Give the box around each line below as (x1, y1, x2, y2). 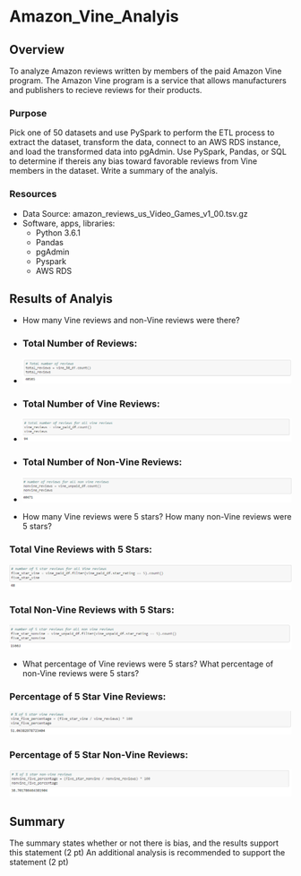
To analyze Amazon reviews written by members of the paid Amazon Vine (9, 65, 282, 76)
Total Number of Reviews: (21, 338, 138, 350)
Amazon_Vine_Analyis (9, 6, 179, 27)
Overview (9, 42, 65, 57)
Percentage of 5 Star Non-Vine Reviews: (9, 749, 189, 761)
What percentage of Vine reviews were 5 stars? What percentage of (21, 658, 274, 669)
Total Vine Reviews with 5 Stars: (9, 544, 152, 556)
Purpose (9, 107, 47, 119)
